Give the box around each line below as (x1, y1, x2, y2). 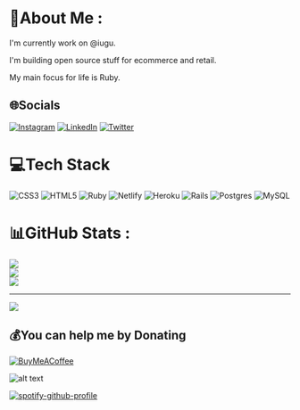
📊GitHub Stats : (9, 223, 131, 243)
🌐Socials (9, 98, 61, 113)
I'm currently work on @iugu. (9, 37, 116, 48)
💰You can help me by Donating (9, 328, 187, 343)
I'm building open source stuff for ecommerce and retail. (9, 54, 217, 65)
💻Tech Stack (9, 154, 111, 175)
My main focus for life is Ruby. (9, 71, 121, 83)
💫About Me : (9, 8, 104, 29)
